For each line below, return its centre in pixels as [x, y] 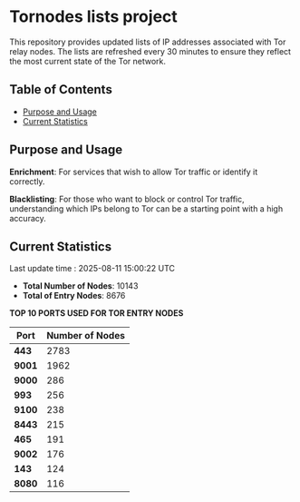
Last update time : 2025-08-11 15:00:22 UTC [92, 269]
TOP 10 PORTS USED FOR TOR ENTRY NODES [97, 313]
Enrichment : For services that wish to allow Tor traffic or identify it [134, 172]
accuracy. [28, 218]
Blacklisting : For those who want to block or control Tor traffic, [127, 199]
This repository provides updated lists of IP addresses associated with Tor [148, 42]
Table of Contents [61, 89]
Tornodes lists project [94, 17]
